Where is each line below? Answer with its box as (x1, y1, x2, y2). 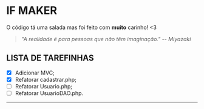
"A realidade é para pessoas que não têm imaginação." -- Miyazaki (21, 35, 191, 42)
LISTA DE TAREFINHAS (6, 53, 94, 64)
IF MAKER (6, 4, 58, 18)
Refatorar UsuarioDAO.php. (15, 89, 84, 97)
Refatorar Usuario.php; (15, 82, 73, 90)
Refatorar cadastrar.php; (15, 76, 77, 83)
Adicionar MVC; (15, 69, 55, 76)
